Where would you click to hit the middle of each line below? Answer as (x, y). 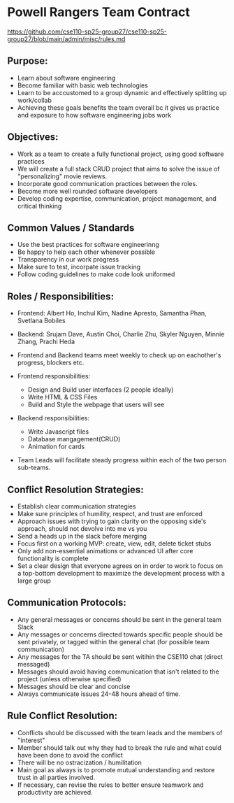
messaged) (34, 664)
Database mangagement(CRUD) (74, 439)
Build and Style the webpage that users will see (96, 405)
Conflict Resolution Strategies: (76, 489)
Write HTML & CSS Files (63, 397)
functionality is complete (53, 558)
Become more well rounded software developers (88, 191)
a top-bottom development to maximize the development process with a (121, 573)
